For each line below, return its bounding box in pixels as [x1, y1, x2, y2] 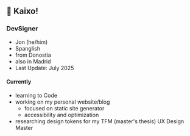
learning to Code [15, 91, 58, 99]
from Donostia [15, 51, 51, 59]
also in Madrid [15, 57, 51, 65]
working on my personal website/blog [15, 98, 110, 106]
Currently [6, 78, 32, 85]
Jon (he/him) [15, 38, 48, 46]
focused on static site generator [24, 104, 105, 112]
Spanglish [15, 45, 41, 52]
